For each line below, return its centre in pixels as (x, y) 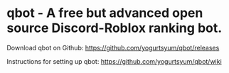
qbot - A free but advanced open (105, 13)
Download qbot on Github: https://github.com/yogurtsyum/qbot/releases (113, 47)
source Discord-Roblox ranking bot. (114, 28)
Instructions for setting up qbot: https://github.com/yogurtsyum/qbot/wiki (114, 61)
